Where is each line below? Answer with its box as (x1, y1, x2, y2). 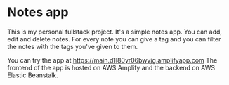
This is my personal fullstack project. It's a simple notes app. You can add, (7, 27, 223, 36)
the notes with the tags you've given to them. (7, 42, 138, 51)
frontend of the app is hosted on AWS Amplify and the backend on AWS (7, 63, 216, 72)
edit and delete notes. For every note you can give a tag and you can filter (7, 34, 221, 43)
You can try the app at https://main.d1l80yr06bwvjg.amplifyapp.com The (7, 55, 218, 64)
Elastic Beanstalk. (7, 71, 58, 79)
